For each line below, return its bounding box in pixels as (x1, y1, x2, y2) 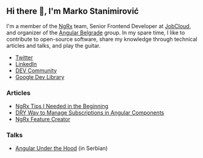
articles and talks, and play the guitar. (6, 42, 101, 49)
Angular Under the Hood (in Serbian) (15, 145, 108, 152)
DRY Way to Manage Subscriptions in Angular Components (15, 109, 164, 116)
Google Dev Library (15, 73, 65, 80)
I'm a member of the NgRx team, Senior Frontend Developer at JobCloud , (6, 22, 191, 29)
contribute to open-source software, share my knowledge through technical (6, 35, 197, 43)
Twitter (15, 53, 34, 61)
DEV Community (15, 67, 57, 74)
